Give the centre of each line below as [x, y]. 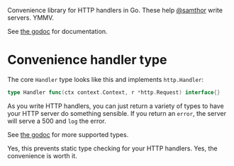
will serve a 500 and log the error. [57, 121]
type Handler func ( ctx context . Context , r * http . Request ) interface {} [114, 92]
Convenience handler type [87, 60]
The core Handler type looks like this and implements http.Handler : [106, 79]
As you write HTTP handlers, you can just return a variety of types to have [116, 106]
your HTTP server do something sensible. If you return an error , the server [117, 113]
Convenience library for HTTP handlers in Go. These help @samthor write [115, 10]
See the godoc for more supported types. [68, 134]
